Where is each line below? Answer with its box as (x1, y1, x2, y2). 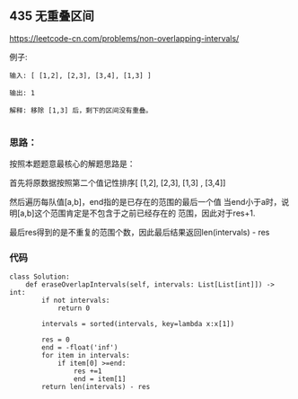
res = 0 (41, 335, 70, 344)
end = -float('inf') (41, 343, 118, 352)
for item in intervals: (41, 351, 130, 360)
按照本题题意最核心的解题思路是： (9, 158, 136, 169)
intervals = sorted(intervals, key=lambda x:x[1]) (41, 320, 235, 329)
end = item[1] (73, 375, 127, 384)
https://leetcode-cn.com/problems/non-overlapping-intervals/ (9, 32, 240, 43)
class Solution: (9, 272, 70, 281)
